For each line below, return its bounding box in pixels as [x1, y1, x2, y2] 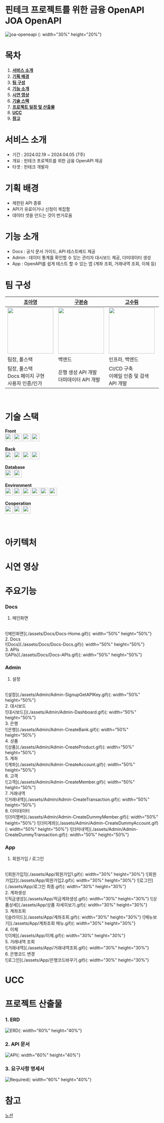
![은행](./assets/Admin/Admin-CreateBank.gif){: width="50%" [5, 726, 128, 732]
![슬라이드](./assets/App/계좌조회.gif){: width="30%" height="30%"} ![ [5, 914, 145, 920]
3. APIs [5, 647, 20, 653]
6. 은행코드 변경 [5, 951, 35, 957]
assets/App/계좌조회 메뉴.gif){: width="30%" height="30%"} [15, 920, 136, 926]
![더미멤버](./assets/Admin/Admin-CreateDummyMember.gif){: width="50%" [5, 814, 159, 819]
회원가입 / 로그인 [12, 856, 44, 862]
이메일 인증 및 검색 [109, 372, 149, 379]
